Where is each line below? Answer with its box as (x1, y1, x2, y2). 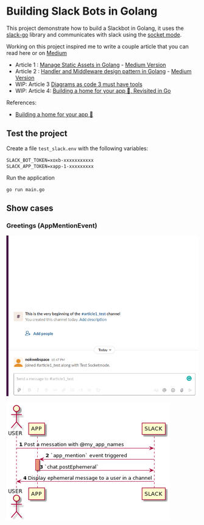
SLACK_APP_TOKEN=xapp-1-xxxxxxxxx (6, 163, 94, 169)
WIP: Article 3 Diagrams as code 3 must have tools (15, 81, 143, 88)
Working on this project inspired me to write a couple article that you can (6, 43, 189, 50)
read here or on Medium (6, 49, 67, 56)
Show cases (6, 203, 54, 214)
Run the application (6, 174, 55, 181)
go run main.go (6, 186, 45, 193)
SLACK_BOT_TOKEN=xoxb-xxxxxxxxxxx (6, 157, 94, 163)
